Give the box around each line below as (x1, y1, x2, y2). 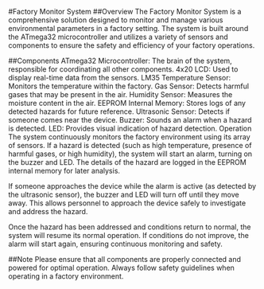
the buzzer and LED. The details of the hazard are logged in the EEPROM (8, 158, 247, 166)
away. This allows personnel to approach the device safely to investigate (8, 198, 247, 208)
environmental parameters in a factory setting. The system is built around (8, 24, 249, 33)
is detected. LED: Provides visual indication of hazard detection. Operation (8, 123, 252, 133)
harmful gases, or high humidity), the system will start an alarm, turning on (8, 149, 253, 158)
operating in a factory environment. (8, 271, 124, 281)
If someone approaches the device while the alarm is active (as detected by (8, 182, 257, 190)
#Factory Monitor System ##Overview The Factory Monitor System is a (8, 7, 242, 16)
